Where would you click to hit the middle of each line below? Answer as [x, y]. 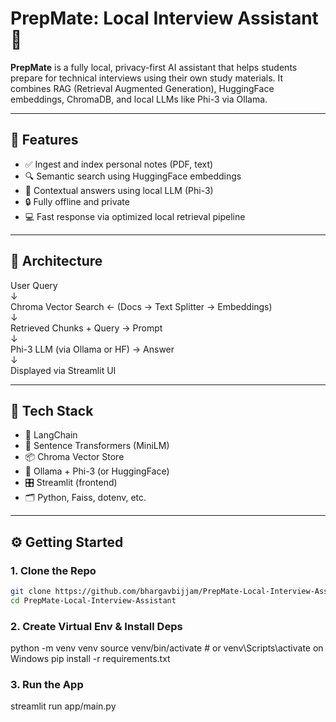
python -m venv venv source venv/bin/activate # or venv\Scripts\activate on [167, 648]
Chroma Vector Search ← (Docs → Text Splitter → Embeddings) [141, 306]
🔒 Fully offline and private [77, 201]
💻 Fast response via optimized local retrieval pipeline [135, 216]
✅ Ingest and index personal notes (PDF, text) [119, 164]
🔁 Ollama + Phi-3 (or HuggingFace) [97, 471]
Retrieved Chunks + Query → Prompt [86, 328]
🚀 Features [44, 140]
